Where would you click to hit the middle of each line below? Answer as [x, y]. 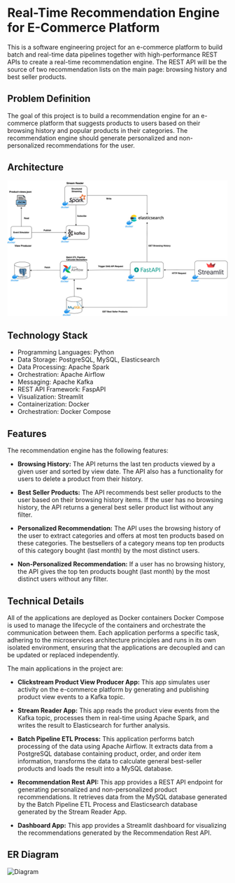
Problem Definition [49, 99]
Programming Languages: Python [66, 352]
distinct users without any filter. [63, 579]
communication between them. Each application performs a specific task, [113, 633]
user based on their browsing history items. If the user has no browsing [120, 500]
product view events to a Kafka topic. [71, 697]
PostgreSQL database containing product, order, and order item [109, 754]
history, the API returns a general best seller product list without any [115, 508]
